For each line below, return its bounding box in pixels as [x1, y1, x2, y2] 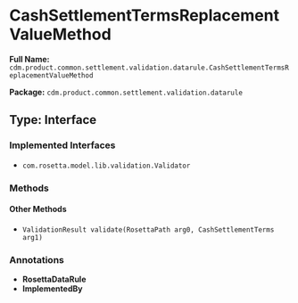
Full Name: [9, 53, 50, 64]
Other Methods [9, 204, 67, 215]
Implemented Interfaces [9, 139, 116, 151]
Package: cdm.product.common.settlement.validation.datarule [9, 86, 244, 97]
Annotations [9, 253, 64, 266]
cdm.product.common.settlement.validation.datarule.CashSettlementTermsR [9, 63, 290, 72]
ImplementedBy [21, 283, 83, 294]
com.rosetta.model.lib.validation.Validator [21, 161, 191, 170]
